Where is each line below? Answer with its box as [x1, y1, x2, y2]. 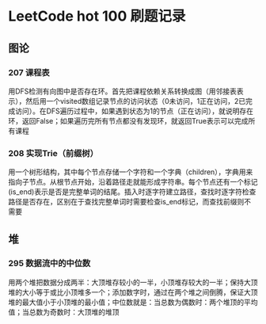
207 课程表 [8, 67, 50, 78]
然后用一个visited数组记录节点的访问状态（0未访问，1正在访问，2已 [25, 96, 246, 105]
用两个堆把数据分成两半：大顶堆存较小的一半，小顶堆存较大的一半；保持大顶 [8, 277, 258, 287]
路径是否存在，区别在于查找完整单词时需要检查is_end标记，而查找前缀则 [8, 197, 245, 207]
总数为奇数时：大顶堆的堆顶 [28, 307, 120, 317]
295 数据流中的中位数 [8, 258, 91, 269]
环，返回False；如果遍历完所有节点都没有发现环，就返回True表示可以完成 [8, 116, 249, 125]
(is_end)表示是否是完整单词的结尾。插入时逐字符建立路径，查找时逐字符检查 [8, 187, 256, 196]
